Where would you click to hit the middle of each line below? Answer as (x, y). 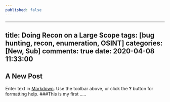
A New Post (24, 76)
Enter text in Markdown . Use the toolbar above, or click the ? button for (79, 88)
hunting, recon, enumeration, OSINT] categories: (84, 43)
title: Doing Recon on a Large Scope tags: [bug (80, 35)
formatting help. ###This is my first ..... (46, 94)
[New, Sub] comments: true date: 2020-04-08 (80, 51)
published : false (24, 10)
